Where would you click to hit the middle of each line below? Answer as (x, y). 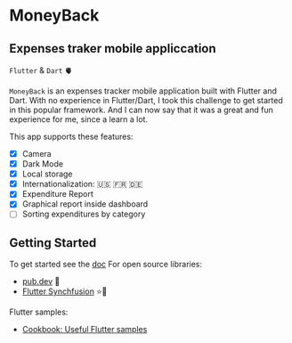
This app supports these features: (71, 136)
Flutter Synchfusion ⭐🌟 (65, 291)
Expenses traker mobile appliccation (113, 49)
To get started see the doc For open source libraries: (106, 265)
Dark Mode (43, 164)
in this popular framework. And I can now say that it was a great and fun (141, 110)
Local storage (47, 174)
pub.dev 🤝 (41, 282)
